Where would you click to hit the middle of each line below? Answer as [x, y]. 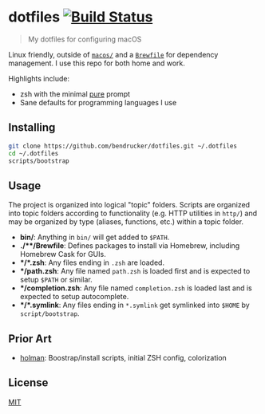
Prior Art [30, 339]
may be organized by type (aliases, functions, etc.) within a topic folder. [126, 222]
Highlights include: [39, 78]
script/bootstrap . [49, 313]
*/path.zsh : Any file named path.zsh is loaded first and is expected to [135, 271]
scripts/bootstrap [39, 161]
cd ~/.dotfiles [34, 153]
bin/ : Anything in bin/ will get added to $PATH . [95, 237]
